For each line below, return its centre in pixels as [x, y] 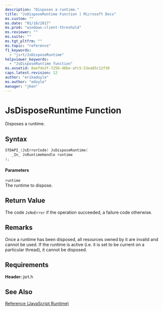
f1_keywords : [18, 50]
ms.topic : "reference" [28, 46]
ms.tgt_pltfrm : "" [24, 41]
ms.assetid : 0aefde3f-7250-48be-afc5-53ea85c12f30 [57, 69]
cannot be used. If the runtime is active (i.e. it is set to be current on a [75, 244]
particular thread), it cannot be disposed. [46, 250]
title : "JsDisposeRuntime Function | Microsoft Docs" [61, 14]
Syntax [16, 139]
